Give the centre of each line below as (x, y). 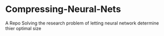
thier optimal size (23, 28)
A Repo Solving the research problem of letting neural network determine (82, 23)
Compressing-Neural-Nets (63, 9)
